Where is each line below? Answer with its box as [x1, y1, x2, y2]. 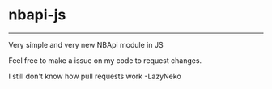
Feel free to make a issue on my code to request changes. [8, 55, 202, 66]
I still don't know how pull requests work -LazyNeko [8, 71, 182, 81]
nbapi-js [8, 6, 66, 24]
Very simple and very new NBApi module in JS [8, 40, 164, 49]
